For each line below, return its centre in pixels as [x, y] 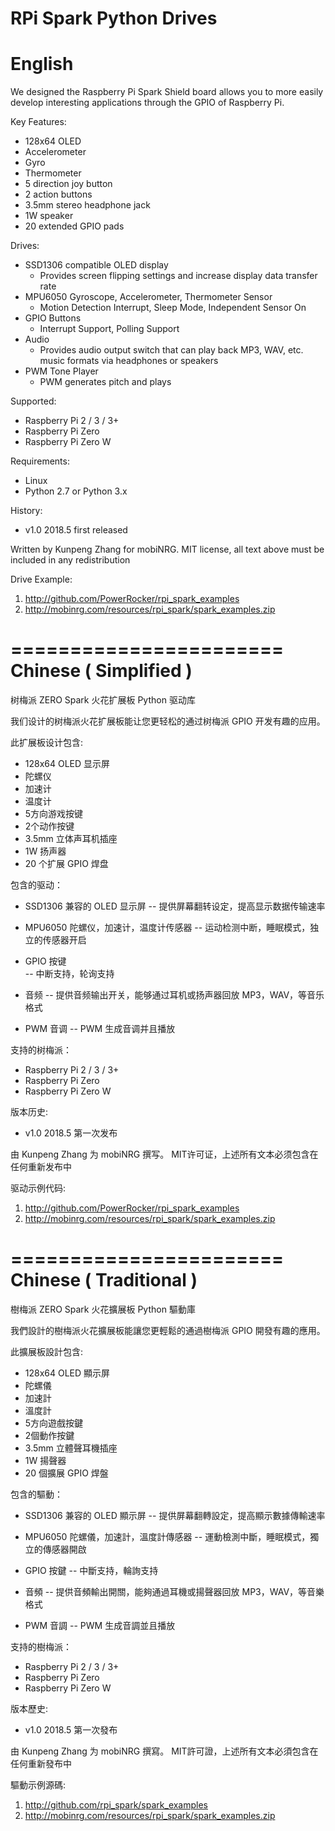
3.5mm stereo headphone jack [87, 205]
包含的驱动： [36, 885]
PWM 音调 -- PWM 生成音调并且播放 [100, 1029]
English [42, 64]
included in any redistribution [70, 560]
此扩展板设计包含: [47, 743]
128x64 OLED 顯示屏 [67, 1373]
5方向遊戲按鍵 [54, 1423]
